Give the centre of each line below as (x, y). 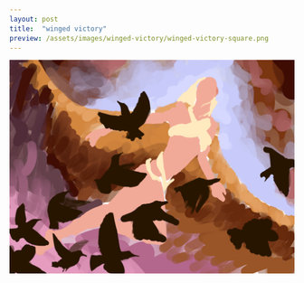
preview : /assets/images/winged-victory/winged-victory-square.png (139, 38)
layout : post (34, 19)
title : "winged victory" (58, 28)
